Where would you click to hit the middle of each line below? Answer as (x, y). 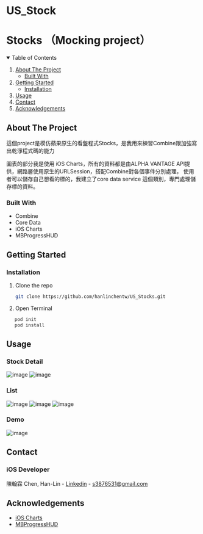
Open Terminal (34, 308)
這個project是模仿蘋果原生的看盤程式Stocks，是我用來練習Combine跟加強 (99, 143)
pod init (25, 319)
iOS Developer (28, 469)
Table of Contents (34, 58)
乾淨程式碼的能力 (33, 151)
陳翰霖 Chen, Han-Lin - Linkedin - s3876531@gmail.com (77, 483)
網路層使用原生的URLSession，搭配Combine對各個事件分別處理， (99, 171)
